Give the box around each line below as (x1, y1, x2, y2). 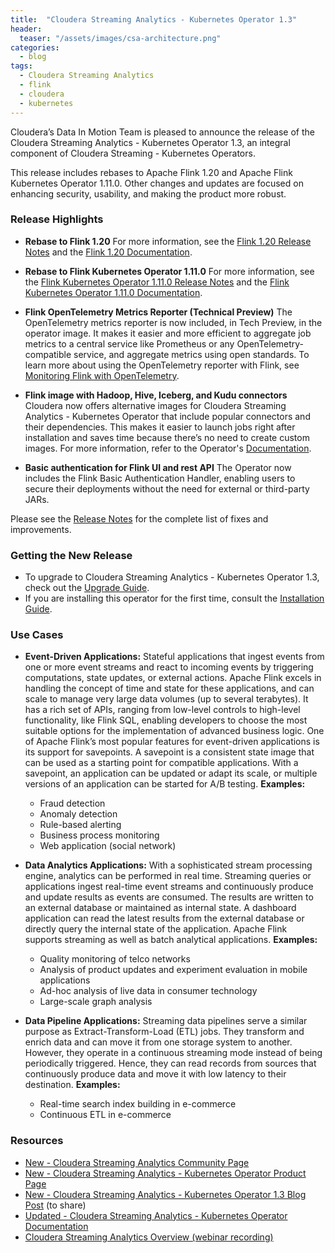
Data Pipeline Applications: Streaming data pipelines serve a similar (24, 1015, 308, 1027)
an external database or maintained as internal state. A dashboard (24, 902, 297, 914)
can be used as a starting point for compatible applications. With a (24, 757, 299, 769)
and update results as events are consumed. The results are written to (24, 891, 314, 903)
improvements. (10, 523, 72, 535)
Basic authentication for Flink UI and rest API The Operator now (24, 461, 292, 473)
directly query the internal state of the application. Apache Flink (24, 923, 288, 935)
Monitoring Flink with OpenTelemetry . (24, 369, 180, 381)
